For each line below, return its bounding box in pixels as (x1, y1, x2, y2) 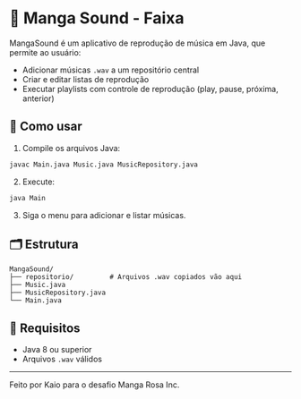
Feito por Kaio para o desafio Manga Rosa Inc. (9, 379, 180, 390)
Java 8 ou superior (21, 344, 92, 355)
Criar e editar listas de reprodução (21, 73, 150, 84)
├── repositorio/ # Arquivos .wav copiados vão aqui (9, 273, 243, 282)
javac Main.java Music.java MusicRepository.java (9, 160, 199, 169)
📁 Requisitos (9, 320, 81, 335)
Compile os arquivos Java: (21, 142, 121, 153)
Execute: (21, 176, 56, 187)
